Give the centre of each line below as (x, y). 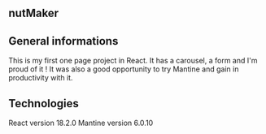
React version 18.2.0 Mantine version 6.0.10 (81, 123)
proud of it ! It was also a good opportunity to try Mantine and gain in (124, 69)
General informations (63, 41)
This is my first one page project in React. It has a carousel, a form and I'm (133, 61)
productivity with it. (41, 78)
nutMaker (34, 13)
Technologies (44, 104)
